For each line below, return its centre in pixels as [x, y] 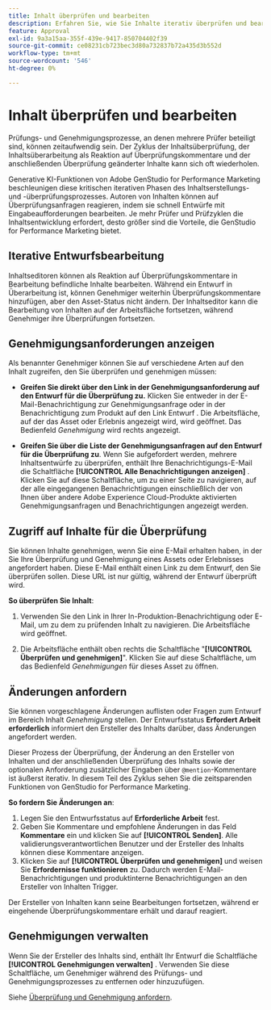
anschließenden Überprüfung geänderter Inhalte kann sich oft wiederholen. [134, 163]
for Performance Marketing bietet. [65, 230]
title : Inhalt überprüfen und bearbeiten [79, 16]
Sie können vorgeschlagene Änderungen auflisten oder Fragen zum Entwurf [135, 710]
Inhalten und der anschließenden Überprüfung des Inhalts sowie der [122, 761]
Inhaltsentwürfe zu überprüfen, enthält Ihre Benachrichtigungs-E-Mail [136, 463]
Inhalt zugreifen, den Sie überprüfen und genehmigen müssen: [113, 371]
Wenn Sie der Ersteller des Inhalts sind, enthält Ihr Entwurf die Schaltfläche [133, 956]
